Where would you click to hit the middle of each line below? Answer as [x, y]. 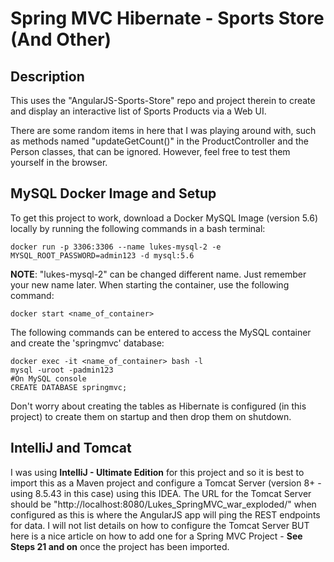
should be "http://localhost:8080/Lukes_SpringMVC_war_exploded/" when [163, 504]
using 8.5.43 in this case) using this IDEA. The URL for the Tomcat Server [161, 493]
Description [47, 76]
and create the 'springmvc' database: [87, 343]
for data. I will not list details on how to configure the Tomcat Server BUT [160, 525]
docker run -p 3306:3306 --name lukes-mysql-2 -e [116, 247]
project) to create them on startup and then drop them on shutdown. [151, 416]
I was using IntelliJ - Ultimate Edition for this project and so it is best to [157, 472]
